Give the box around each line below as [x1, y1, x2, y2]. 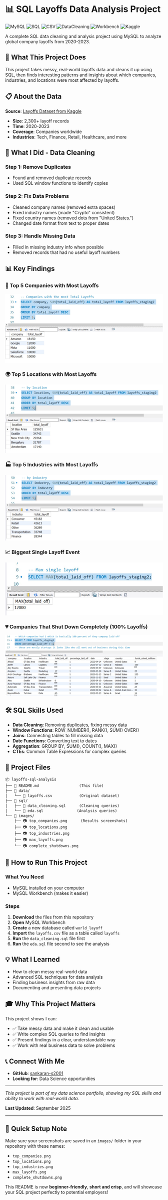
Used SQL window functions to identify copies [12, 180, 108, 186]
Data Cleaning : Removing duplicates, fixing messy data [12, 722, 127, 728]
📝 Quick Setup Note [5, 1124, 67, 1133]
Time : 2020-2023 [12, 123, 50, 129]
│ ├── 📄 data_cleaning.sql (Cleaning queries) [5, 804, 120, 809]
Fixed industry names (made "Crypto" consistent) [12, 209, 115, 215]
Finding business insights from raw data [12, 979, 95, 985]
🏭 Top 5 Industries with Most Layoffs [5, 461, 98, 468]
